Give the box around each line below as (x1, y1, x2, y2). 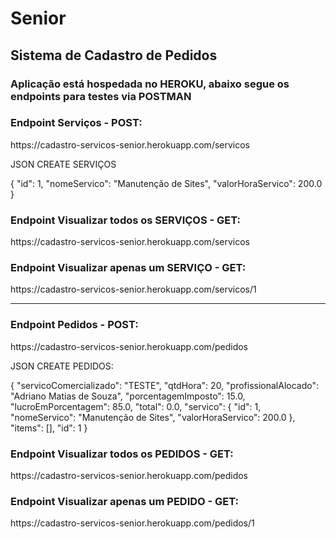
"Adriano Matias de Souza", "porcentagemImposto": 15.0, (10, 390, 246, 402)
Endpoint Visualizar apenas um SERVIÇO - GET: (10, 261, 247, 275)
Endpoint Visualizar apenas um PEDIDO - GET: (10, 494, 240, 508)
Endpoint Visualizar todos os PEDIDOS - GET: (10, 447, 234, 461)
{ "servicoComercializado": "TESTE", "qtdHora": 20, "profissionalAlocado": (10, 379, 320, 391)
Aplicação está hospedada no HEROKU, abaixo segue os (10, 77, 290, 91)
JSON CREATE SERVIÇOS (10, 158, 117, 170)
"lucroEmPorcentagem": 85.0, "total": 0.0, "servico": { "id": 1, (10, 400, 262, 412)
